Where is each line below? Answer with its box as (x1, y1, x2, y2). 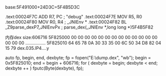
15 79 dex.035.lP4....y (5, 45, 49, 51)
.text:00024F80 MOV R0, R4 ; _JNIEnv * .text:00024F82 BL (5, 19, 127, 25)
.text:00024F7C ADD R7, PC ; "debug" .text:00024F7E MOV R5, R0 (5, 14, 142, 19)
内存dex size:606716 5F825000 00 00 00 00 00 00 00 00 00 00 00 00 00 (5, 35, 158, 40)
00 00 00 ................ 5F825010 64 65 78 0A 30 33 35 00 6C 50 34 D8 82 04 (5, 40, 162, 46)
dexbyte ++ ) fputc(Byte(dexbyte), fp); (5, 65, 84, 71)
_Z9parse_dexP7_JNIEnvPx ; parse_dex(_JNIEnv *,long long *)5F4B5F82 (5, 24, 154, 30)
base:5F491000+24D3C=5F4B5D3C (5, 4, 80, 10)
